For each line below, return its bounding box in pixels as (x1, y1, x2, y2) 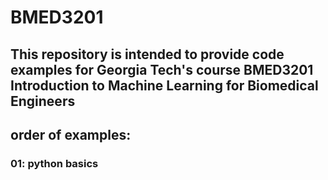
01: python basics (10, 156, 99, 170)
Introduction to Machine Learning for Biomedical (10, 77, 319, 94)
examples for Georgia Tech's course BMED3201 (10, 61, 314, 78)
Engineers (10, 92, 76, 110)
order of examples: (10, 126, 132, 143)
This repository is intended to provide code (10, 46, 285, 63)
